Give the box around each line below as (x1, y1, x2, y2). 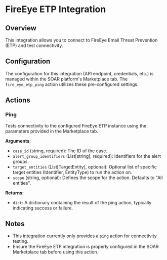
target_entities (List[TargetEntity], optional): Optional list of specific (12, 163, 157, 170)
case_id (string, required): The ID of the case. (12, 148, 108, 154)
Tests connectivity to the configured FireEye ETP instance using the (5, 122, 147, 128)
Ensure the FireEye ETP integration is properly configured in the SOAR (12, 244, 159, 250)
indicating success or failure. (12, 205, 73, 211)
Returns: (5, 190, 24, 196)
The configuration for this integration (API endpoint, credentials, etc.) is (5, 70, 154, 76)
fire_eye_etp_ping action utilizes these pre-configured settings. (5, 81, 139, 87)
